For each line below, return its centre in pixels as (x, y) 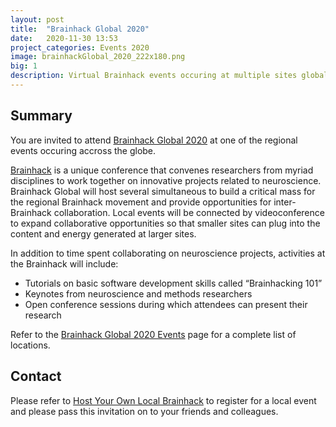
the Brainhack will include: (64, 263)
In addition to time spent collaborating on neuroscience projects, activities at (168, 253)
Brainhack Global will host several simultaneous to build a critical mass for (163, 191)
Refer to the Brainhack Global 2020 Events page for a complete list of (153, 334)
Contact (36, 376)
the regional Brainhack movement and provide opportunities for (141, 202)
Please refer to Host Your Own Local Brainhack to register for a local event (163, 400)
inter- (285, 202)
